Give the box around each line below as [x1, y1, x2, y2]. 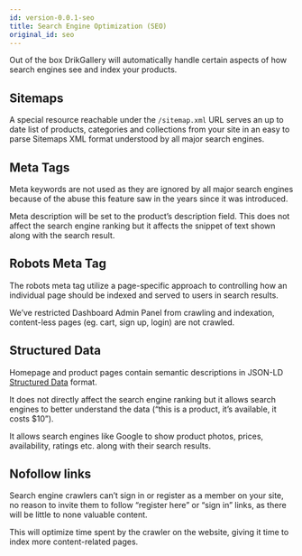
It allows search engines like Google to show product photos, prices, [9, 431, 264, 441]
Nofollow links [9, 467, 92, 482]
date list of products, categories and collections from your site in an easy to [9, 124, 290, 135]
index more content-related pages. [9, 536, 139, 547]
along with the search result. [9, 230, 115, 240]
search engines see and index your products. [9, 64, 178, 75]
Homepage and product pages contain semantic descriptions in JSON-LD [9, 366, 284, 377]
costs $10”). [9, 412, 54, 424]
